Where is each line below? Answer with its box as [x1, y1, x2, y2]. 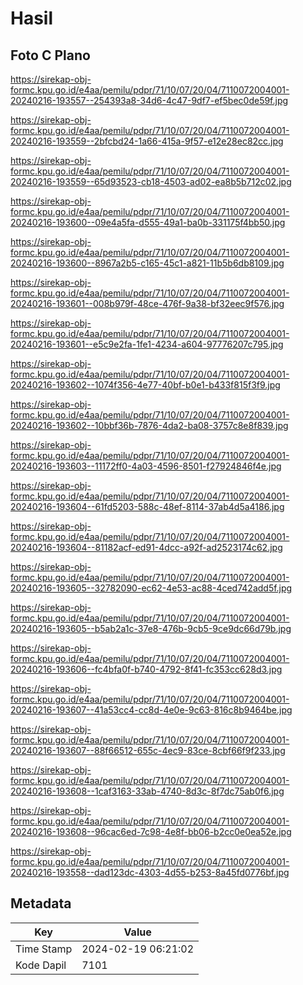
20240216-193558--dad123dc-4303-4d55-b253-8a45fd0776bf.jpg [10, 867, 290, 878]
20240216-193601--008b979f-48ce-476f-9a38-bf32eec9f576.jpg [10, 298, 285, 309]
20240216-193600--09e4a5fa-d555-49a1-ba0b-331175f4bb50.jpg [10, 217, 286, 228]
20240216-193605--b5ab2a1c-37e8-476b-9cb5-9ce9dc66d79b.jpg [10, 623, 292, 634]
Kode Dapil [15, 958, 67, 972]
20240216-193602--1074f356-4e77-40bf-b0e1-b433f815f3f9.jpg [10, 379, 281, 391]
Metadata [10, 895, 72, 912]
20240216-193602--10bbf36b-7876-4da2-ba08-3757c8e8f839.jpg [10, 420, 289, 431]
